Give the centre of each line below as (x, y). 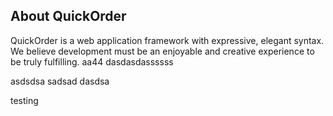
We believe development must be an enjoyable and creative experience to (162, 51)
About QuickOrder (68, 16)
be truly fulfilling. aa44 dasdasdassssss (92, 61)
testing (24, 100)
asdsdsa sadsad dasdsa (60, 81)
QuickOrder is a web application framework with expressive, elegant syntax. (167, 40)
